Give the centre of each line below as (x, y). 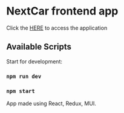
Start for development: (34, 61)
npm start (21, 91)
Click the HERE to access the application (57, 28)
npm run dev (24, 76)
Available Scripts (39, 47)
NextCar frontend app (62, 11)
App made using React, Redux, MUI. (51, 103)
